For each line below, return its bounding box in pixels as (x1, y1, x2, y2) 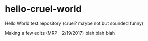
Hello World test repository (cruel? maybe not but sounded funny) (5, 20, 144, 26)
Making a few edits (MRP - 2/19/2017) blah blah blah (5, 30, 115, 36)
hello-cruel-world (5, 3, 82, 15)
